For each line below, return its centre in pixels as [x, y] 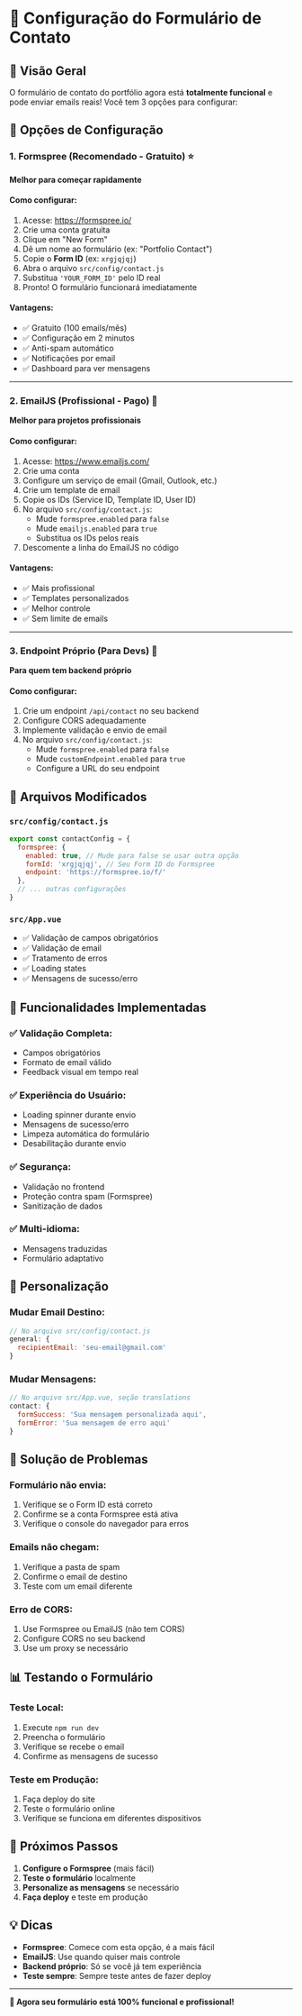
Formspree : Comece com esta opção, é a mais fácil [118, 1947]
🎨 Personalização [59, 1286]
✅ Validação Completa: [61, 1033]
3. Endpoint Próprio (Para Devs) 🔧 [84, 651]
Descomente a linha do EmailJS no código [101, 547]
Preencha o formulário [64, 1737]
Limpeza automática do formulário [86, 1134]
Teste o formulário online [68, 1808]
